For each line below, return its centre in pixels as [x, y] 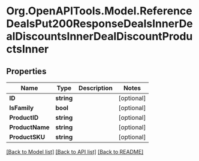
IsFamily [22, 108]
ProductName [29, 127]
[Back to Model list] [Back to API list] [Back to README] [75, 152]
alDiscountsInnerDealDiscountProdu [99, 37]
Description [96, 88]
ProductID [24, 118]
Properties [26, 71]
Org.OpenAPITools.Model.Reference [99, 11]
